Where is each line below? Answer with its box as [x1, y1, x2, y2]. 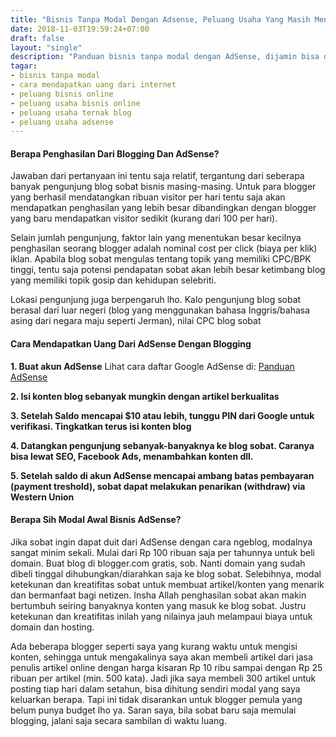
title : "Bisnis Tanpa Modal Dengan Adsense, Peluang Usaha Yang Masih [10, 14, 311, 25]
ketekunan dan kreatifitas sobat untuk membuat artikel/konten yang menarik [10, 578, 325, 590]
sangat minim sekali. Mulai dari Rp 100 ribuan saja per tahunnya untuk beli [10, 546, 315, 558]
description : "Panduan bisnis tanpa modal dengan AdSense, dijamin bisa [10, 52, 320, 62]
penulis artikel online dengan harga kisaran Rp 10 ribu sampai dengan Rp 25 [10, 661, 323, 673]
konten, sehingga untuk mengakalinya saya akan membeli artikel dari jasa [10, 651, 313, 663]
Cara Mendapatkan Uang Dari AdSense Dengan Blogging [10, 338, 252, 350]
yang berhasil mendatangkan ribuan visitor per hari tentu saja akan [10, 191, 286, 203]
